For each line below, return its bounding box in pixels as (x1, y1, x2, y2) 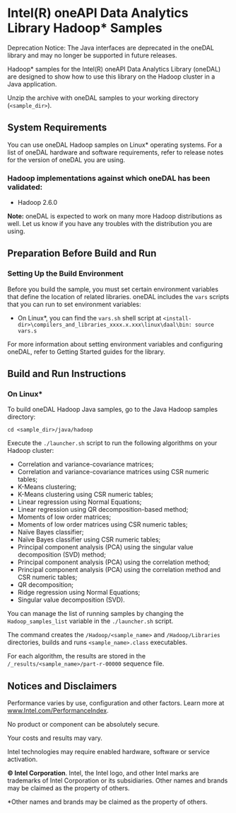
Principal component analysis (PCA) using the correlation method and (17, 566, 221, 574)
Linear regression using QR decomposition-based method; (17, 505, 189, 514)
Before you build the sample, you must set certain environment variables (7, 285, 219, 293)
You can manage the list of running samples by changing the (7, 610, 184, 618)
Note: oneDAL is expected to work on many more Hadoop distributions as (7, 212, 223, 220)
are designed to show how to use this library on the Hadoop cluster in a (7, 72, 216, 81)
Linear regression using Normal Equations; (17, 498, 142, 506)
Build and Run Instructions (7, 368, 126, 380)
